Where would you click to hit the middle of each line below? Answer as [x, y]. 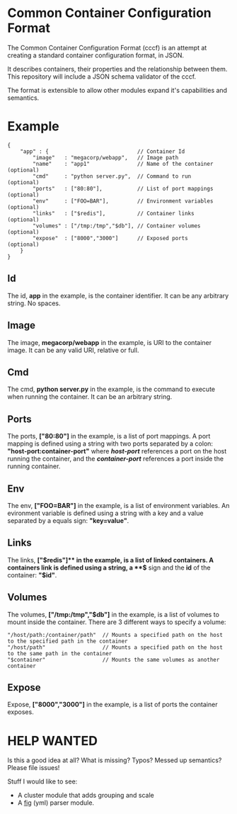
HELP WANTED [52, 741]
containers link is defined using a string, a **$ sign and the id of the [109, 567]
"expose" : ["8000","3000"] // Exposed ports [111, 238]
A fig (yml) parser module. [56, 803]
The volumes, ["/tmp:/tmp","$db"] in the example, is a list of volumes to [113, 614]
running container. [34, 466]
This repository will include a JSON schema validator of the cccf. [102, 77]
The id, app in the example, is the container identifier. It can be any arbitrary [118, 295]
